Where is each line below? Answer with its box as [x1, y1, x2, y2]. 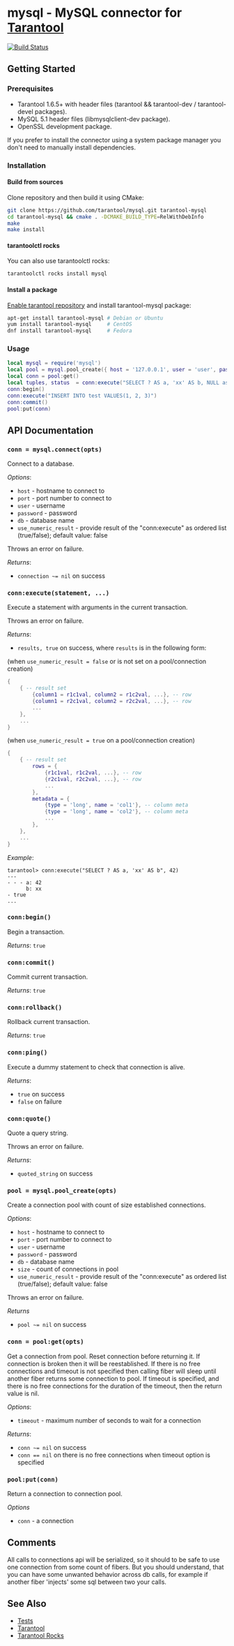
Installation [7, 161, 47, 170]
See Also [7, 1598, 47, 1610]
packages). [34, 107, 68, 116]
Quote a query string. [7, 1129, 68, 1137]
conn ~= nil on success [17, 1443, 87, 1451]
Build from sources [7, 178, 64, 186]
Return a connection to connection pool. [7, 1489, 123, 1498]
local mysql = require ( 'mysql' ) [7, 359, 101, 367]
